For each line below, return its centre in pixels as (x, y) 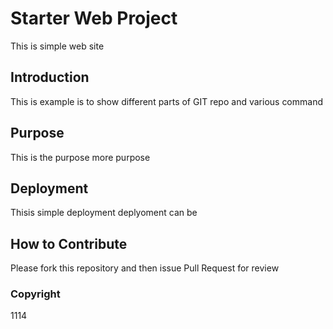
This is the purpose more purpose (80, 157)
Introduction (50, 77)
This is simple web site (57, 46)
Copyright (35, 294)
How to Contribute (69, 243)
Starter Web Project (94, 18)
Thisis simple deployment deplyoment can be (104, 213)
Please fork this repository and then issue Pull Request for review (145, 268)
